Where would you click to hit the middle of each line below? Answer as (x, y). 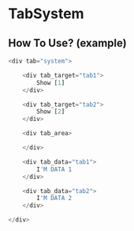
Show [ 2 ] (51, 112)
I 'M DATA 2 (54, 199)
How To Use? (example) (68, 43)
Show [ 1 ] (51, 83)
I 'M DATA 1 (54, 169)
